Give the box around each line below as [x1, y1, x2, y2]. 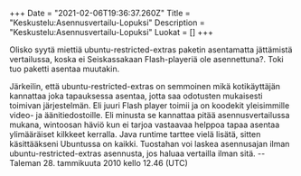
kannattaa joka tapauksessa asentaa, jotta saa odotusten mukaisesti [9, 90, 263, 101]
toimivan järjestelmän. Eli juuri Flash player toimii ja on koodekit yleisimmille [9, 100, 290, 111]
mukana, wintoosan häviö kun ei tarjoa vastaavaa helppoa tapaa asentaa [9, 119, 280, 130]
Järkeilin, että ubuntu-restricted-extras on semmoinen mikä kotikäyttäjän [9, 81, 281, 91]
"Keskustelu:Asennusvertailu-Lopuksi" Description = [9, 17, 205, 28]
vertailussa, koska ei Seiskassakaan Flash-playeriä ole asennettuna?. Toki [9, 54, 284, 64]
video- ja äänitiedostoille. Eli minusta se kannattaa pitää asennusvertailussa [9, 110, 290, 120]
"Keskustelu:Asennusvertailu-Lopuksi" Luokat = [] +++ [9, 27, 214, 37]
